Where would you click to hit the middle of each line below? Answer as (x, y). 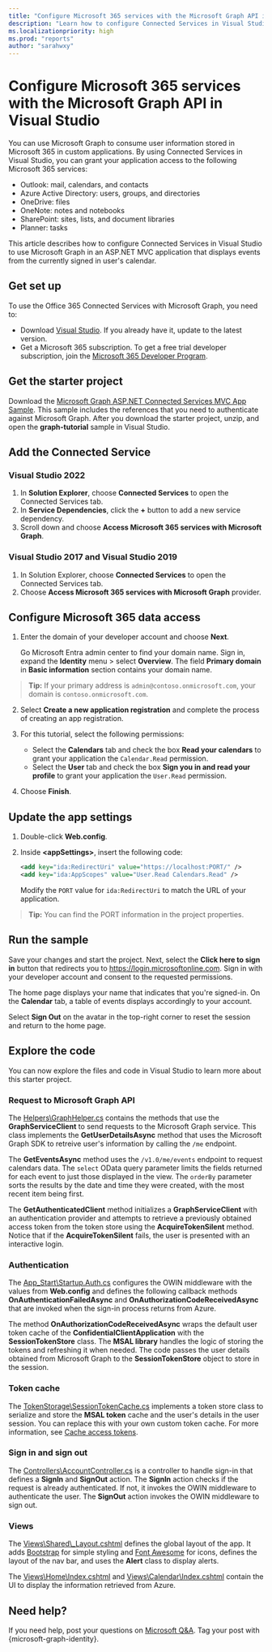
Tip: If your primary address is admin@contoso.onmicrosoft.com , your (142, 685)
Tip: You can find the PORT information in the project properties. (136, 915)
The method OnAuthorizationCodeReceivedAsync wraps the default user (133, 1324)
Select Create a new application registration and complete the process (140, 710)
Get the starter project (66, 382)
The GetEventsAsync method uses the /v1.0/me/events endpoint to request (136, 1159)
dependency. (42, 519)
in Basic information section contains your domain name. (116, 670)
